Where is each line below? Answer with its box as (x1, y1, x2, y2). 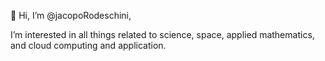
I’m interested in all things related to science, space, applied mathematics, (10, 29, 315, 40)
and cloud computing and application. (10, 40, 167, 51)
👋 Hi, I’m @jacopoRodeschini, (10, 10, 132, 21)
